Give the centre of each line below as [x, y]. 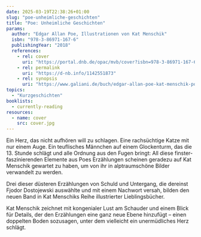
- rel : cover [33, 56]
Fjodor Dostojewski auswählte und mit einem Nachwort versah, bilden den [98, 190]
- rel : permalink [39, 67]
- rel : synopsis [37, 79]
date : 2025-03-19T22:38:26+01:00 [48, 12]
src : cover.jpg [36, 124]
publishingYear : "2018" [41, 46]
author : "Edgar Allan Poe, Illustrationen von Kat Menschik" [89, 34]
